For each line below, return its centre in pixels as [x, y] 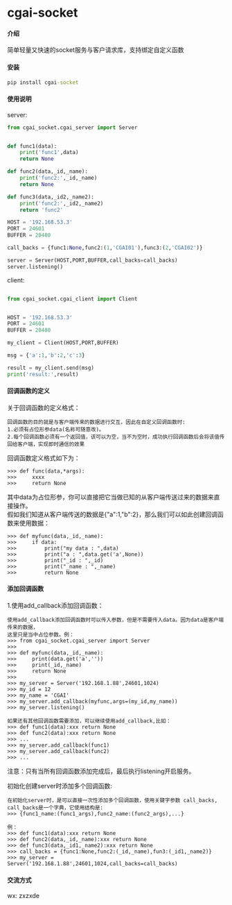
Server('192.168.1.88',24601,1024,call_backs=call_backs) [92, 864]
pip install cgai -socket [43, 82]
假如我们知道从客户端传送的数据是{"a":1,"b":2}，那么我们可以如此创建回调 [113, 514]
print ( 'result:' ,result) [43, 374]
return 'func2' [42, 210]
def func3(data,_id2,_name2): [51, 197]
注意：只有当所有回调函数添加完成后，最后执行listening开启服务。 [101, 771]
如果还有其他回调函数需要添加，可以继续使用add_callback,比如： [89, 721]
